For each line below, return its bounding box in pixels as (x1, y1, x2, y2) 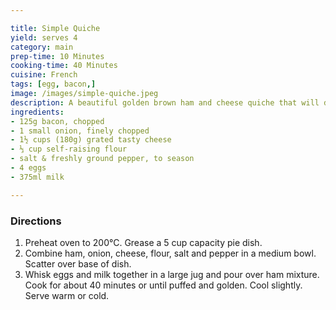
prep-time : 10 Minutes (10, 51, 105, 61)
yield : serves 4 (10, 32, 78, 43)
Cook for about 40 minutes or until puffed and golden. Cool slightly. (24, 279, 303, 291)
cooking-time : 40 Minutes (10, 61, 118, 71)
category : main (10, 42, 74, 52)
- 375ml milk (10, 172, 65, 182)
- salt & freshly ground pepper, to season (10, 154, 195, 164)
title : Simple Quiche (10, 23, 101, 33)
